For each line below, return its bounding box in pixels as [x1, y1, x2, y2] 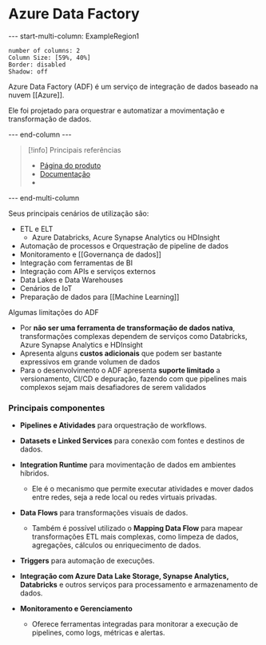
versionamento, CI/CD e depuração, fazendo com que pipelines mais [19, 373, 248, 384]
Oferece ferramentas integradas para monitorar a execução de [31, 619, 238, 629]
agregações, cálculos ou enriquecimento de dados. [31, 540, 201, 550]
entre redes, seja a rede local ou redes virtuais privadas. [31, 492, 217, 502]
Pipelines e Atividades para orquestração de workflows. [19, 420, 207, 430]
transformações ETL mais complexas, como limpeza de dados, [31, 532, 239, 542]
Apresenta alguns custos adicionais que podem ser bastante [19, 348, 222, 358]
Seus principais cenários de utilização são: [8, 209, 149, 218]
